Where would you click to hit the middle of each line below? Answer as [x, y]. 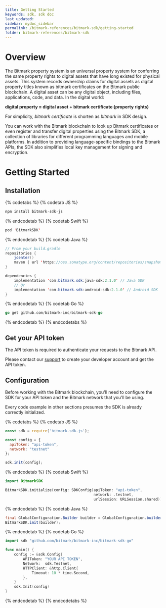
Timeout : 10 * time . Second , [61, 573]
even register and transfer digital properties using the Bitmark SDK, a [75, 131]
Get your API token [35, 338]
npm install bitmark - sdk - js [34, 211]
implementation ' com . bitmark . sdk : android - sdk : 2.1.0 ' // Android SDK [86, 290]
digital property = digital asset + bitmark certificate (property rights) [77, 106]
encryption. [17, 152]
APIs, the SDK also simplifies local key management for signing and [74, 147]
